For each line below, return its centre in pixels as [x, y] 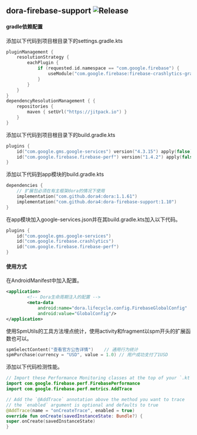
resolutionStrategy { [43, 57]
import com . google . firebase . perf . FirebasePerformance [73, 384]
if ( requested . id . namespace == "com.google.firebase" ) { [108, 68]
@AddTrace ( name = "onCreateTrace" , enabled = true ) [70, 410]
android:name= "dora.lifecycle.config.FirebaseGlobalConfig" [112, 308]
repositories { [35, 106]
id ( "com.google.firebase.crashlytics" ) [65, 242]
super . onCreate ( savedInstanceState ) [51, 421]
